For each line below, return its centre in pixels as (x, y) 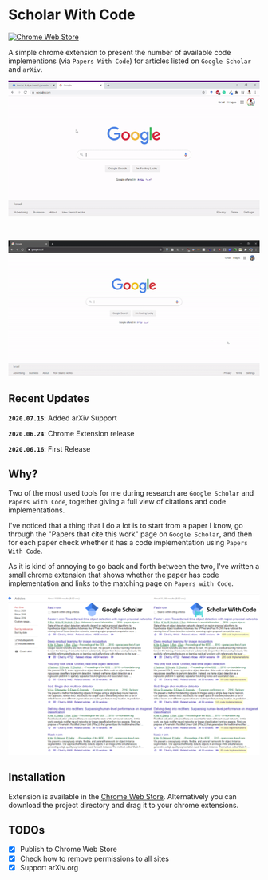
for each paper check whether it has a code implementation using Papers (128, 543)
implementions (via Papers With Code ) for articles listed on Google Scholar (130, 61)
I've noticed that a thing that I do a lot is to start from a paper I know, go (126, 526)
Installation (37, 777)
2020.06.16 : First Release (49, 448)
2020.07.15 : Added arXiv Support (63, 418)
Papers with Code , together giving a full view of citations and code (117, 502)
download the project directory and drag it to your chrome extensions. (124, 805)
